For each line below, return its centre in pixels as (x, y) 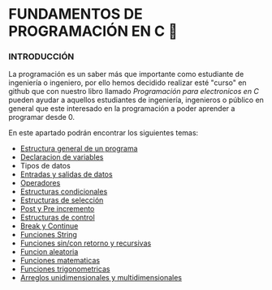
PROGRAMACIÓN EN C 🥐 (93, 31)
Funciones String (48, 235)
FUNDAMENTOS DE (76, 14)
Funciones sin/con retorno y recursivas (86, 243)
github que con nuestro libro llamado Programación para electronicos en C (134, 92)
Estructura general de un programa (79, 149)
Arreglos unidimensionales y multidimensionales (101, 278)
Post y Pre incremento (57, 209)
